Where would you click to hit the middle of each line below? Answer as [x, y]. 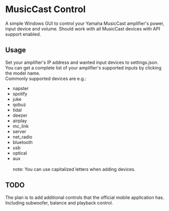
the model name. [23, 73]
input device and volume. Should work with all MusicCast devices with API [83, 28]
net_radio [23, 137]
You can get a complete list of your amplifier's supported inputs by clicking [83, 67]
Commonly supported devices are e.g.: [46, 78]
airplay [20, 121]
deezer [20, 115]
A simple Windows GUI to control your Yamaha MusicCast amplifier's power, [85, 23]
